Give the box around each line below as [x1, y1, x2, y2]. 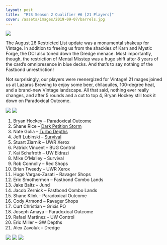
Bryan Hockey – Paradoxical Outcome [13, 118, 92, 124]
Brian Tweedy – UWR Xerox [13, 166, 70, 172]
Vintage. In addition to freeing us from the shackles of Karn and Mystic [6, 45, 152, 51]
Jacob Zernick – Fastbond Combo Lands [13, 187, 98, 194]
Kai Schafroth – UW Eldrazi [13, 150, 69, 156]
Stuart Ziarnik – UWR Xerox [13, 139, 70, 145]
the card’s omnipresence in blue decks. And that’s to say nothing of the [6, 61, 153, 67]
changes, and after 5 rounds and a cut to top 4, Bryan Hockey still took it [6, 93, 156, 99]
